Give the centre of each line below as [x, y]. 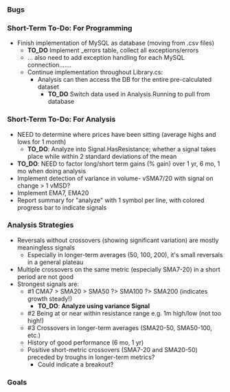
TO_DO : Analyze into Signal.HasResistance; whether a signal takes [122, 149]
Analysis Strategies [41, 225]
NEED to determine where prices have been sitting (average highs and [116, 134]
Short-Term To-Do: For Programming [70, 28]
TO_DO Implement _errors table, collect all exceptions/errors [113, 50]
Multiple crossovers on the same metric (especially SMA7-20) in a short [119, 269]
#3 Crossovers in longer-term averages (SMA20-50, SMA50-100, [120, 327]
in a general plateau [55, 262]
